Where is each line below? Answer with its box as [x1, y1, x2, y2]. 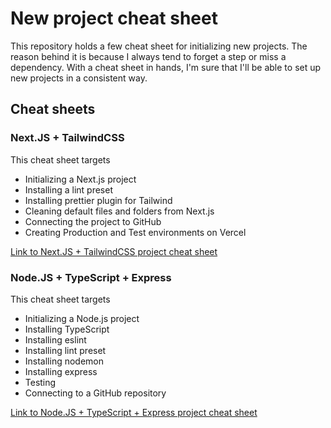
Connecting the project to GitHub [24, 215, 162, 227]
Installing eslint [24, 333, 87, 346]
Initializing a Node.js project [24, 312, 140, 324]
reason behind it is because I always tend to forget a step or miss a [10, 50, 287, 62]
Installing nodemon [24, 355, 105, 367]
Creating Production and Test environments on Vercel [24, 226, 247, 238]
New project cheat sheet [10, 7, 218, 30]
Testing [24, 376, 57, 388]
